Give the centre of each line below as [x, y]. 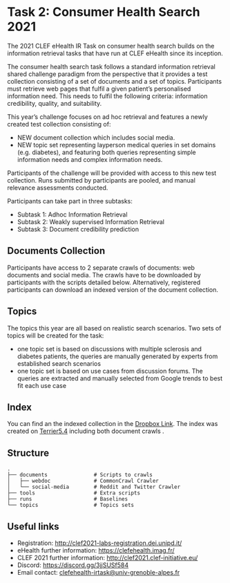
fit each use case [42, 385]
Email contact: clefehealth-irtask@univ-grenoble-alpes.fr [98, 572]
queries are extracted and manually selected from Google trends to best [120, 378]
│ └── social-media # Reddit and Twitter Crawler [94, 487]
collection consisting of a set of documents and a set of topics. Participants [115, 81]
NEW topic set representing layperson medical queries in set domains [116, 145]
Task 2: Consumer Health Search [104, 12]
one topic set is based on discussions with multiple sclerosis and [109, 349]
